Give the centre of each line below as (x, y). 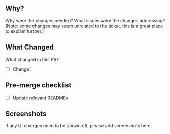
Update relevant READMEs (40, 98)
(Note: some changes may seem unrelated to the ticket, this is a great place (84, 26)
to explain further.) (25, 31)
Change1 (22, 69)
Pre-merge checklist (38, 85)
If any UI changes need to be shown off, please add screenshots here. (79, 126)
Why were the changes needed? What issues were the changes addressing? (85, 20)
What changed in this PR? (32, 59)
